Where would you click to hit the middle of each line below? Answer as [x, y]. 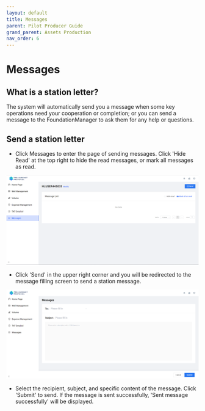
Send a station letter [45, 139]
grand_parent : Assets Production [49, 32]
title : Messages [27, 19]
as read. [25, 166]
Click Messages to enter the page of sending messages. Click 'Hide [100, 153]
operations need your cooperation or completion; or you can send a [92, 114]
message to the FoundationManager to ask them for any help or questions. [100, 120]
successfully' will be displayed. [54, 402]
